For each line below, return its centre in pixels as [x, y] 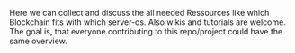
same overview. [38, 41]
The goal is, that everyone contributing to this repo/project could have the [146, 31]
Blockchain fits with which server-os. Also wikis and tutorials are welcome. [147, 22]
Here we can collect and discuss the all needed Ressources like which [139, 13]
